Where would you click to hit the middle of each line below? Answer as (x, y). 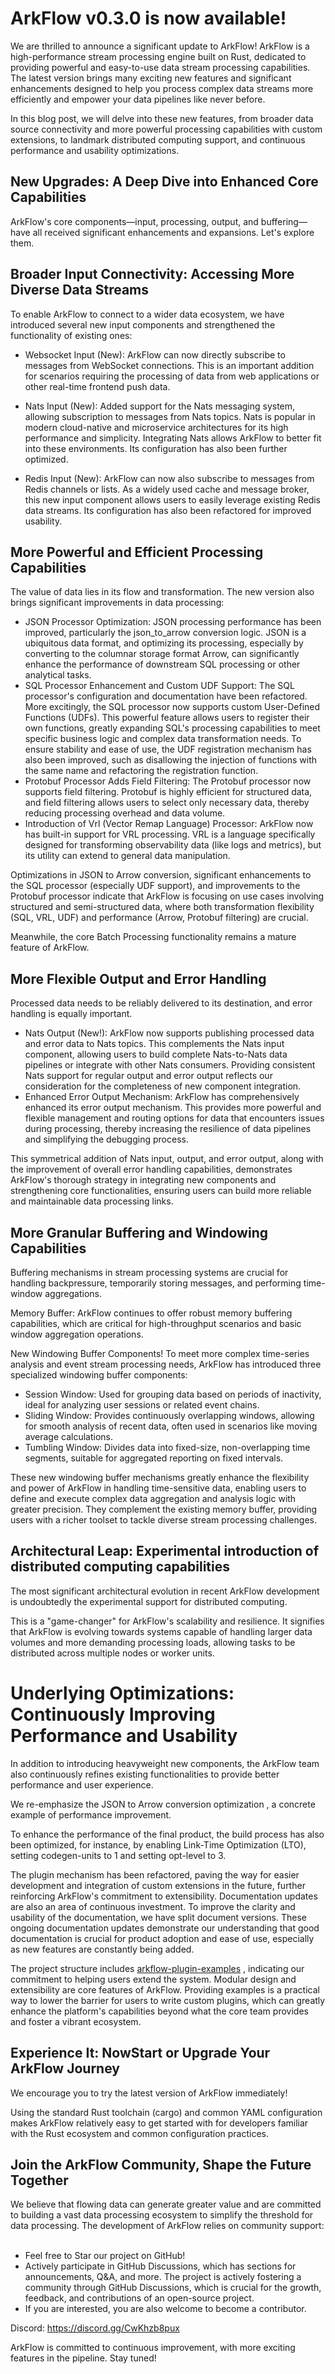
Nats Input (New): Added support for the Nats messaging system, (160, 406)
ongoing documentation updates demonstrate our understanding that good (165, 1928)
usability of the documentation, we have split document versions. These (158, 1917)
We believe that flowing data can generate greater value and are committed (166, 2204)
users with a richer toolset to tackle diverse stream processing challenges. (163, 1520)
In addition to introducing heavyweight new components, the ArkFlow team (165, 1763)
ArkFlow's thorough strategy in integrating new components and (143, 1180)
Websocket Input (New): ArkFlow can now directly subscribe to (155, 354)
